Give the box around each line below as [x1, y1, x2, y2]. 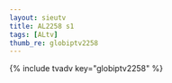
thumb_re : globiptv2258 [9, 38, 99, 48]
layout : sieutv [9, 13, 67, 23]
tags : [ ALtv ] [9, 30, 59, 39]
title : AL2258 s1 [9, 22, 75, 31]
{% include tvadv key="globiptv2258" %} [9, 63, 164, 74]
